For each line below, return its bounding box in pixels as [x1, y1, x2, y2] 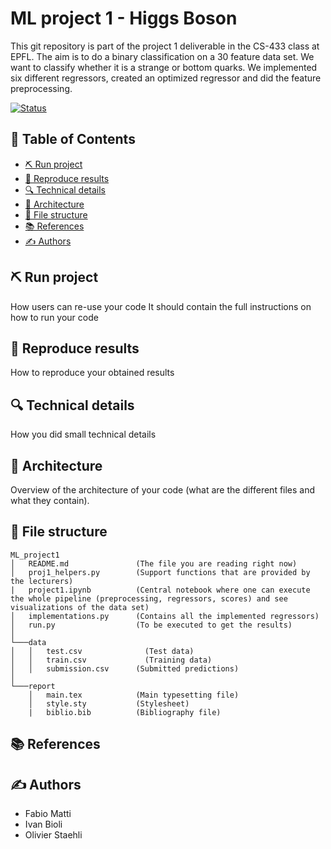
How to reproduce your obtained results [10, 367, 175, 379]
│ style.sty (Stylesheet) [28, 698, 190, 709]
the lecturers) [10, 576, 74, 586]
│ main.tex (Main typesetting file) [28, 690, 240, 700]
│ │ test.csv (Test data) [10, 646, 195, 656]
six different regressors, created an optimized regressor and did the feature [10, 72, 322, 84]
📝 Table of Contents [10, 131, 136, 148]
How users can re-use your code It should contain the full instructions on [10, 300, 312, 312]
